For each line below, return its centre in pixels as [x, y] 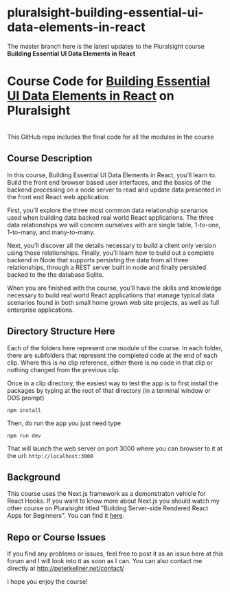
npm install [24, 410]
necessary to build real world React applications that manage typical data [111, 295]
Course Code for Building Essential [109, 81]
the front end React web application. [59, 196]
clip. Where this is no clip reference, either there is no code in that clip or [110, 363]
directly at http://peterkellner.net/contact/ [66, 569]
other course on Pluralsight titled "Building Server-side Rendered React [108, 508]
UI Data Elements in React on [91, 96]
